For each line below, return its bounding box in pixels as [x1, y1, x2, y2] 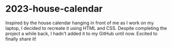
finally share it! [5, 36, 37, 42]
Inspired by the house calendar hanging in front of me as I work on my [5, 20, 154, 26]
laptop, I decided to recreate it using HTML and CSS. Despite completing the [5, 25, 167, 31]
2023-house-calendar [5, 3, 103, 15]
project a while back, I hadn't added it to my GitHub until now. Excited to [5, 30, 158, 36]
